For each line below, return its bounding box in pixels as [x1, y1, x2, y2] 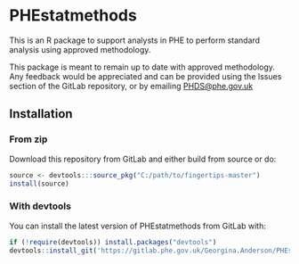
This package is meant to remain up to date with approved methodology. [9, 62, 276, 72]
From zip [9, 133, 48, 145]
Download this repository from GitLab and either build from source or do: [9, 153, 277, 164]
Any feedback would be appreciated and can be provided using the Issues [9, 70, 282, 81]
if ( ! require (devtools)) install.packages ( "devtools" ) [9, 237, 217, 246]
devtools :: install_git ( [9, 246, 98, 255]
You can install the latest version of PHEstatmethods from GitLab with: [9, 220, 267, 231]
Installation [9, 106, 73, 121]
